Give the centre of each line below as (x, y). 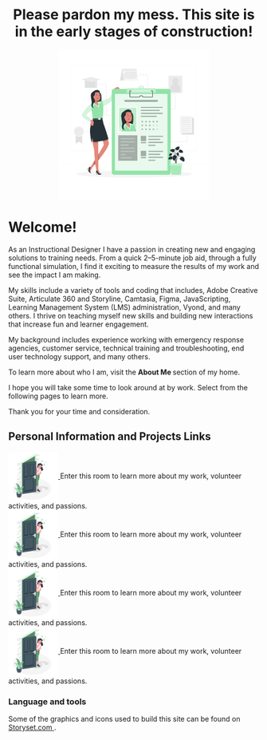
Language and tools (47, 702)
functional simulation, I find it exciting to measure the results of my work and (134, 266)
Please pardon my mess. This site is (134, 15)
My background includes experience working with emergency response (126, 339)
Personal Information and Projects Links (110, 437)
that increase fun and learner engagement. (79, 324)
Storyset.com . (32, 727)
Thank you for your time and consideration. (79, 411)
